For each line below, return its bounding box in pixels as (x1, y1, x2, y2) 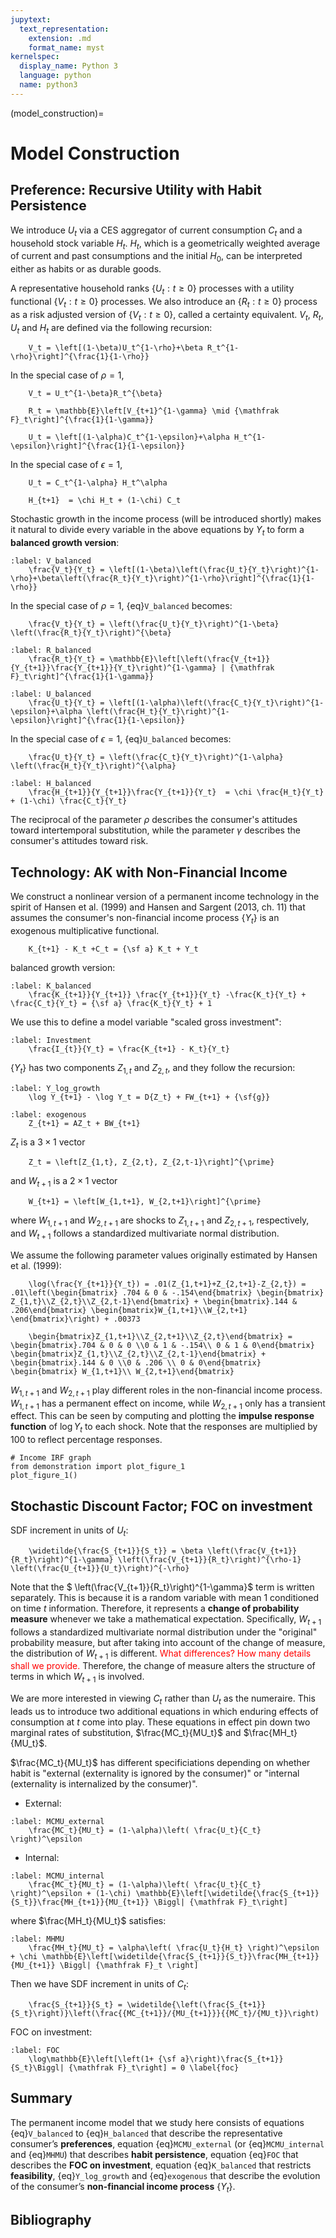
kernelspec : (10, 52, 60, 62)
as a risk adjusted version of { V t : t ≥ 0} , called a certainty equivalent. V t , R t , (10, 308, 324, 323)
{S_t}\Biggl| (10, 2062, 65, 2073)
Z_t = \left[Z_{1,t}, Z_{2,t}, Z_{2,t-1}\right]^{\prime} (28, 1157, 275, 1168)
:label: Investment (10, 1035, 92, 1045)
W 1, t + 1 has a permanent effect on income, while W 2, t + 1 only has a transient (10, 1397, 326, 1411)
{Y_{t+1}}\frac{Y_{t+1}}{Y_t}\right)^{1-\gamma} (10, 663, 217, 673)
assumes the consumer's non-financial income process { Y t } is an (10, 911, 280, 926)
